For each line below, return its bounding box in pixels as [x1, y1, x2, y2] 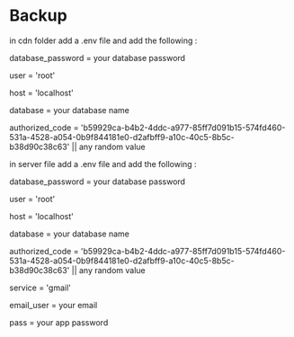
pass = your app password [9, 316, 109, 328]
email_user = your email [9, 299, 98, 310]
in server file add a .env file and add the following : [9, 158, 197, 169]
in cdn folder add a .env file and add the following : [9, 35, 198, 46]
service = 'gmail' [9, 282, 72, 293]
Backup [9, 5, 67, 26]
